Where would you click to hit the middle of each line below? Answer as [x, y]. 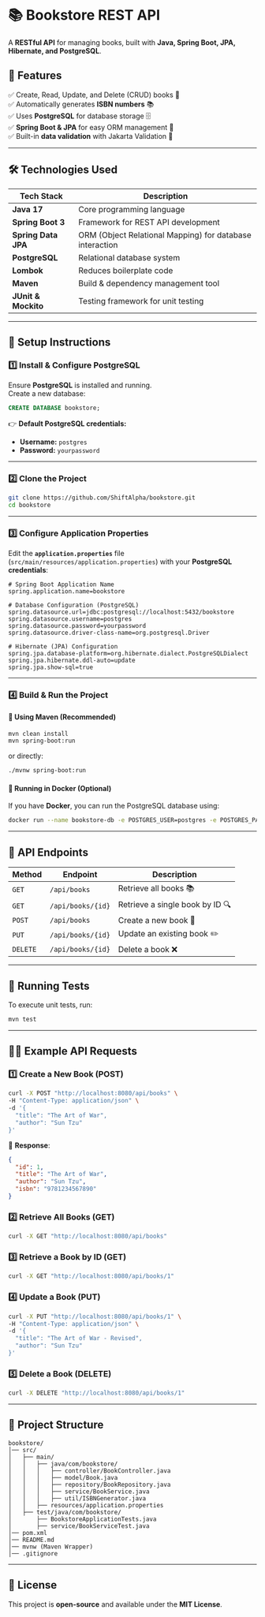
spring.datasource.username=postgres [70, 619]
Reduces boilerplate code [126, 271]
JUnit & [26, 296]
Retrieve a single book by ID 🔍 [174, 905]
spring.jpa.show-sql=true [50, 667]
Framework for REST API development [149, 222]
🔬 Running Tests [49, 986]
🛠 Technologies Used [63, 170]
